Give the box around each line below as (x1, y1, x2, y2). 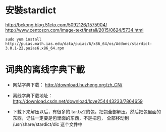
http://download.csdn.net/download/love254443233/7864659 (12, 98, 143, 104)
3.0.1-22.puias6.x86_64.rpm (5, 46, 65, 51)
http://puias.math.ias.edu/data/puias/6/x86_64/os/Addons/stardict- (5, 41, 152, 46)
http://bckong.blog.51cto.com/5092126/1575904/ (5, 21, 107, 28)
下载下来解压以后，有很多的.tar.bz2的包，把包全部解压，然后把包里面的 (12, 108, 161, 114)
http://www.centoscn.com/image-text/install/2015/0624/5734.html (5, 27, 144, 33)
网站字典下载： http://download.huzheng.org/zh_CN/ (12, 81, 123, 87)
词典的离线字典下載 (5, 64, 85, 76)
